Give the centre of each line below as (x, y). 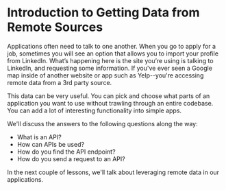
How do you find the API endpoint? (66, 152)
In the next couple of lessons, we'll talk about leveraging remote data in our (113, 172)
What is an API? (39, 137)
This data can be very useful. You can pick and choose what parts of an (109, 96)
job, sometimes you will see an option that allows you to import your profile (113, 54)
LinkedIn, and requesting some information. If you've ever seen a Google (110, 68)
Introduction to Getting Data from (103, 13)
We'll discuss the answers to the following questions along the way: (102, 123)
